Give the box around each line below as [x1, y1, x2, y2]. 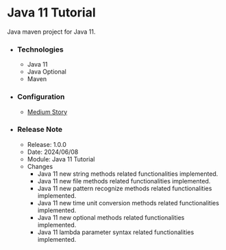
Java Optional [27, 67, 67, 76]
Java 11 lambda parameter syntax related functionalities [37, 228, 194, 236]
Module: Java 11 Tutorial [27, 155, 95, 163]
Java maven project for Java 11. [7, 27, 96, 36]
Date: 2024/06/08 [27, 148, 79, 156]
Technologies [16, 45, 64, 54]
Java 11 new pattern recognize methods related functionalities [37, 184, 212, 192]
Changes [27, 162, 53, 170]
